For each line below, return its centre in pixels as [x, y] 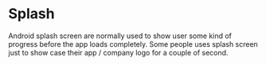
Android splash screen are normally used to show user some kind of [120, 36]
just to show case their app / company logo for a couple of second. [118, 52]
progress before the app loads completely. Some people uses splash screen [133, 44]
